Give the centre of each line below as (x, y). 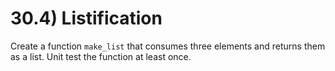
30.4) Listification (86, 18)
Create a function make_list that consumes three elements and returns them (168, 46)
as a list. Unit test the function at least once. (101, 56)
